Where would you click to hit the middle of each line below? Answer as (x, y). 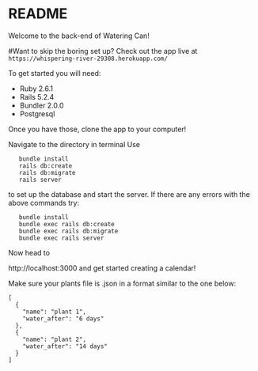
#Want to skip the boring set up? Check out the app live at (103, 51)
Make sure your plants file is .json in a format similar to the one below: (122, 283)
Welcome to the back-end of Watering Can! (79, 36)
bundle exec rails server (61, 238)
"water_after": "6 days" (63, 318)
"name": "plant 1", (55, 312)
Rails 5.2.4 (37, 97)
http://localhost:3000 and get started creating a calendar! (102, 268)
